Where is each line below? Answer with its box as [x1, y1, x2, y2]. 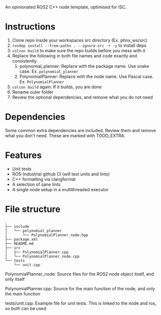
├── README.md [5, 241, 34, 246]
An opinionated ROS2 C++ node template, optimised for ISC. [5, 4, 127, 10]
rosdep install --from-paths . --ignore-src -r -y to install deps [12, 42, 147, 48]
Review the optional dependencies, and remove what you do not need [12, 94, 153, 100]
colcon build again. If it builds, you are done [12, 84, 102, 90]
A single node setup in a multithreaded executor [12, 186, 109, 192]
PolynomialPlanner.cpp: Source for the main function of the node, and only [5, 285, 155, 292]
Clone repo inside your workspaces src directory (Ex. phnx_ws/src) [12, 37, 148, 43]
